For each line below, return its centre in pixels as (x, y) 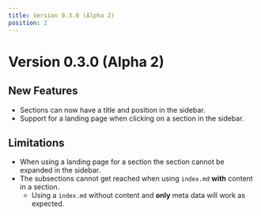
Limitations (36, 143)
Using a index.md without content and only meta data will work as (138, 196)
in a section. (40, 187)
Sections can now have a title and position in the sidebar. (112, 110)
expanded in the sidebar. (60, 170)
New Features (43, 91)
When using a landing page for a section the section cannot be (122, 162)
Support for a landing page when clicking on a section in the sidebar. (132, 118)
